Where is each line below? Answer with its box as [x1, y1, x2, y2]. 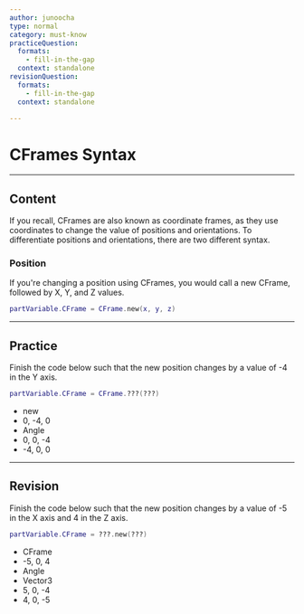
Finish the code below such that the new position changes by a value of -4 [9, 363, 288, 373]
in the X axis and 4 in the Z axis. [9, 512, 128, 523]
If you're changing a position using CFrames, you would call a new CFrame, [9, 278, 291, 288]
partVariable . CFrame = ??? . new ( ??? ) [9, 530, 147, 539]
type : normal [9, 22, 59, 31]
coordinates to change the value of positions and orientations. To [9, 225, 252, 236]
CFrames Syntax [9, 144, 137, 165]
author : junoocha [9, 13, 75, 23]
